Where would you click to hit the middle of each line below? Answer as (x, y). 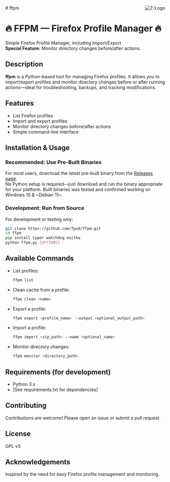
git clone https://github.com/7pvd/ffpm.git (53, 228)
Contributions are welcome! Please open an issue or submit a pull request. (83, 418)
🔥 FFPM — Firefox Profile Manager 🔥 (83, 29)
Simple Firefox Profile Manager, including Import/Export (63, 43)
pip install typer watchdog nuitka (43, 238)
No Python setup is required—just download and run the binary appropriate (84, 184)
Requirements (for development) (58, 372)
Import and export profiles (40, 121)
